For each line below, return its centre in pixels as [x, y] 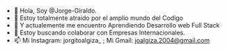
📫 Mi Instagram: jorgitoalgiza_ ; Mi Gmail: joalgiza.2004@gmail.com [112, 40]
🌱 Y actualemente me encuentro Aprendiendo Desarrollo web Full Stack [117, 25]
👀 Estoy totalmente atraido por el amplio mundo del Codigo [98, 18]
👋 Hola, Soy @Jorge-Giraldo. [55, 11]
